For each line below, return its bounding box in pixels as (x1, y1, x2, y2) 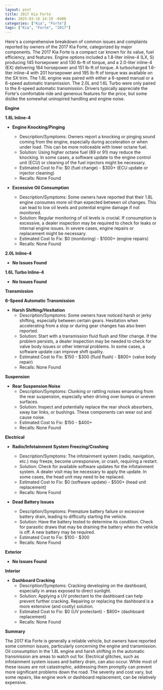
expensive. (5, 680, 27, 686)
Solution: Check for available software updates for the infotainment (19, 464, 154, 470)
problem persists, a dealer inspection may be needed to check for (19, 338, 152, 345)
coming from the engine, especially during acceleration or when (19, 139, 148, 145)
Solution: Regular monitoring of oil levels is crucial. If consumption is (19, 215, 157, 221)
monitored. (19, 210, 41, 216)
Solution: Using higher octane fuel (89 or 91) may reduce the (19, 150, 141, 155)
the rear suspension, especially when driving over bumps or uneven (19, 394, 156, 400)
